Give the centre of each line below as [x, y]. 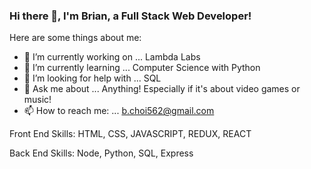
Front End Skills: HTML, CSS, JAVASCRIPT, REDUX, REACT [130, 134]
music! [37, 100]
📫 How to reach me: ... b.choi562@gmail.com [119, 111]
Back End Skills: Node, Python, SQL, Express [101, 153]
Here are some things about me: [75, 38]
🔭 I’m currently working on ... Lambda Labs [112, 57]
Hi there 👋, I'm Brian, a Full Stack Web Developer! [130, 16]
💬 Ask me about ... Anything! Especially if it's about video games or [162, 89]
